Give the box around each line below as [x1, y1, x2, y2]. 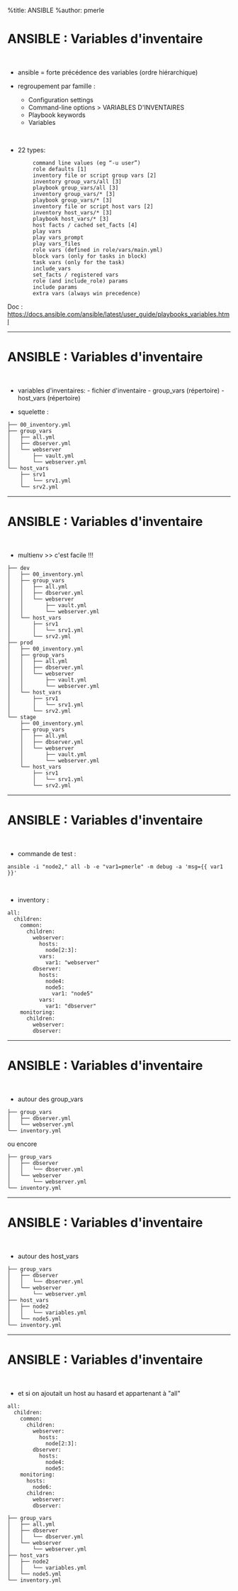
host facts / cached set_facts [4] [33, 222, 138, 229]
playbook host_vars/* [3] [33, 215, 110, 222]
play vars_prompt [33, 234, 84, 241]
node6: [33, 1483, 52, 1490]
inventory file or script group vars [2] [33, 172, 157, 179]
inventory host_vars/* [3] [33, 209, 113, 216]
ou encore [7, 1139, 38, 1148]
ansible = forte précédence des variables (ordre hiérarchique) [17, 67, 198, 77]
